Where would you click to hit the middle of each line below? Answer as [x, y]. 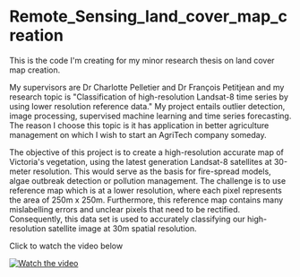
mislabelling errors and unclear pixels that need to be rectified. [125, 209]
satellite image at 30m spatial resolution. [122, 228]
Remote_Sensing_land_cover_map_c [149, 17]
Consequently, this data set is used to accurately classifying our [128, 219]
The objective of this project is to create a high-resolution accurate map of [147, 152]
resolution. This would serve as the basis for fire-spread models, [152, 171]
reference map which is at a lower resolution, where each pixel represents [146, 190]
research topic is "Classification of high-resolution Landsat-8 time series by [149, 97]
